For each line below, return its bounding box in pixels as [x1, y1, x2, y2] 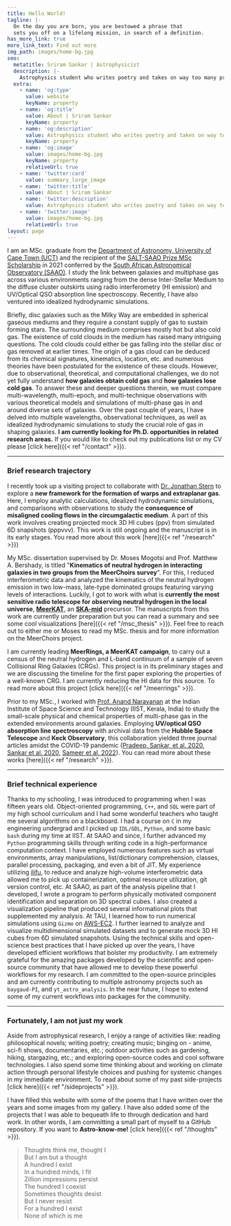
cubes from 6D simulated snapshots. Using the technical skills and [7, 934, 196, 942]
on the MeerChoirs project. [7, 634, 84, 642]
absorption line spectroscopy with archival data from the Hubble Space [7, 727, 213, 735]
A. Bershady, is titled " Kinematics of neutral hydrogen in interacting [7, 561, 203, 569]
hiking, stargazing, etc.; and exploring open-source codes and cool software [7, 1053, 224, 1062]
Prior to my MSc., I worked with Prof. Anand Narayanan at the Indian [7, 697, 201, 705]
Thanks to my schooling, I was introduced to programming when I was [7, 795, 206, 803]
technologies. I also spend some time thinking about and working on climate [7, 1061, 223, 1069]
